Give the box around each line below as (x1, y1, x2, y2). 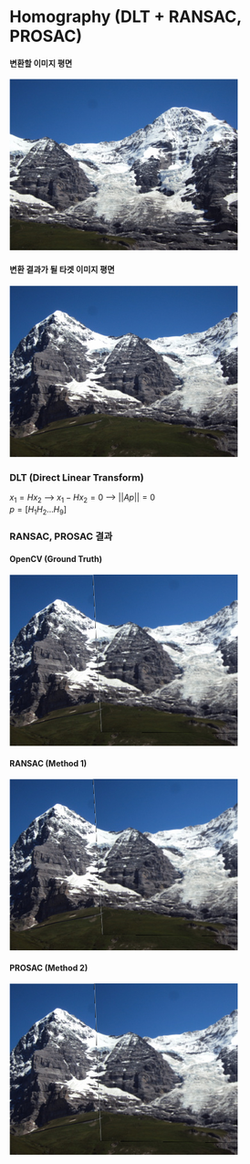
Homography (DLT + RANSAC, (9, 6, 242, 27)
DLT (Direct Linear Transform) (9, 471, 144, 483)
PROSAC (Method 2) (9, 962, 89, 974)
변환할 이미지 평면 (9, 58, 73, 69)
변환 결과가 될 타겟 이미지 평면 (9, 263, 116, 275)
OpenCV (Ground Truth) (9, 554, 103, 564)
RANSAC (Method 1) (9, 758, 88, 769)
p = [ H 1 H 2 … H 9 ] (9, 503, 67, 517)
